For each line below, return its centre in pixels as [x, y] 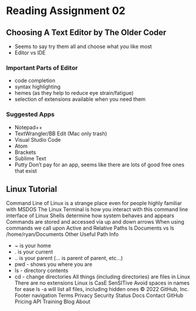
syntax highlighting [37, 87]
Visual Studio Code [38, 139]
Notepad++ [28, 127]
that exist [25, 170]
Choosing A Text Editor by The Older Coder [86, 33]
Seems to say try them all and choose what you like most [83, 46]
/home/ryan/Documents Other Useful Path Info [62, 234]
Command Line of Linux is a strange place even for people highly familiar [94, 203]
